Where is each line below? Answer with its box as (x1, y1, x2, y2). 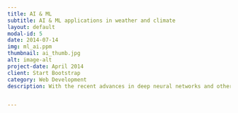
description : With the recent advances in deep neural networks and (7, 83, 214, 90)
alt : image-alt (7, 56, 52, 64)
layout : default (7, 23, 55, 30)
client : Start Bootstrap (7, 69, 81, 76)
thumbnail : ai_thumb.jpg (7, 50, 81, 57)
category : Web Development (7, 76, 87, 83)
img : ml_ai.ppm (7, 43, 52, 50)
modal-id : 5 (7, 30, 42, 37)
